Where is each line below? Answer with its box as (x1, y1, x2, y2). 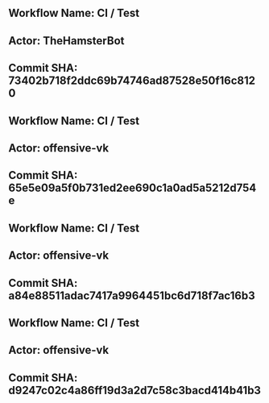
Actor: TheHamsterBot (8, 34, 125, 48)
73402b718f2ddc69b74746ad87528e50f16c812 (8, 74, 256, 88)
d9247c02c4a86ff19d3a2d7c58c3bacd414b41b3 (8, 383, 262, 397)
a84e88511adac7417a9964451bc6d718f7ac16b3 (8, 289, 255, 302)
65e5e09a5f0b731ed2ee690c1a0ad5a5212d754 (8, 181, 257, 195)
